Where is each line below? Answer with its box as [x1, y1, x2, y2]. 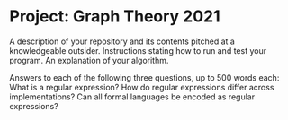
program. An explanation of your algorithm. [9, 55, 169, 65]
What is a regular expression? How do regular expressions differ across [9, 81, 274, 92]
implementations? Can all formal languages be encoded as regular [9, 91, 255, 102]
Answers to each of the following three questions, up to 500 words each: [9, 72, 280, 82]
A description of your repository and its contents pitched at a [9, 36, 236, 47]
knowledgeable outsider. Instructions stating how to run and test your [9, 45, 267, 56]
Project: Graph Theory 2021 [9, 6, 220, 27]
